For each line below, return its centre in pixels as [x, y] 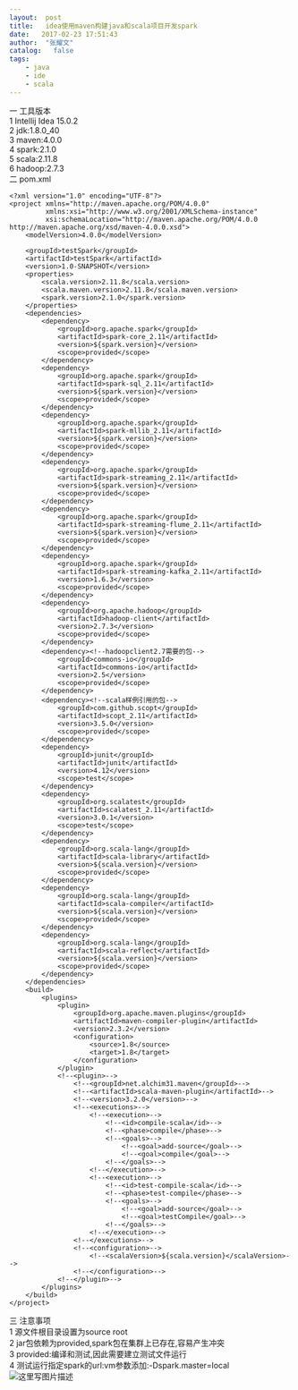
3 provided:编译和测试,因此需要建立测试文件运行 [98, 1354]
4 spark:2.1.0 [33, 149]
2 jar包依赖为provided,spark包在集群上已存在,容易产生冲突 [117, 1343]
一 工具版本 [30, 110]
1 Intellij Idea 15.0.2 [44, 121]
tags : [19, 59]
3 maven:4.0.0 [36, 140]
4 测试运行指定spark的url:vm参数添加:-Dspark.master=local [119, 1365]
